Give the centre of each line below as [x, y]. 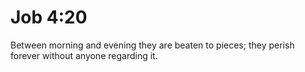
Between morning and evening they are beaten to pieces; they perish [152, 45]
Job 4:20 [49, 17]
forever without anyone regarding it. [84, 55]
